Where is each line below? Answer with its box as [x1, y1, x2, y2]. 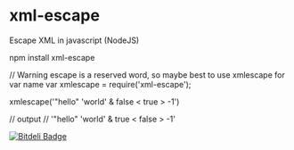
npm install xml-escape [9, 52, 95, 62]
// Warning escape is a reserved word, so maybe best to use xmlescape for [9, 69, 285, 80]
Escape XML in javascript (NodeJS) [9, 35, 140, 46]
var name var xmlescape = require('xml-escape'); [9, 79, 192, 89]
